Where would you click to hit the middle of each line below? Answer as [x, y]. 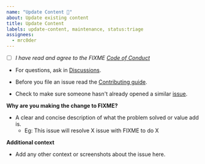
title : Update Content [35, 23]
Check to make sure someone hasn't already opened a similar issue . [101, 94]
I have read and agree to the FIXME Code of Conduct [82, 58]
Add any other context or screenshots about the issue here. [90, 154]
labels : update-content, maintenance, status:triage [75, 29]
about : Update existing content [47, 18]
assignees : [20, 35]
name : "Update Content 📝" [39, 12]
